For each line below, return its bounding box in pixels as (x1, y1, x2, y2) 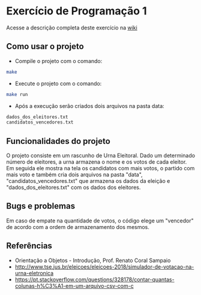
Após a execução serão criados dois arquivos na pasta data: (14, 102, 165, 109)
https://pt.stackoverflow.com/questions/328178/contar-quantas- (14, 276, 175, 283)
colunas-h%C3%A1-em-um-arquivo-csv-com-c (14, 282, 134, 289)
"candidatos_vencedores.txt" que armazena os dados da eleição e (6, 177, 170, 185)
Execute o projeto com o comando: (14, 80, 102, 87)
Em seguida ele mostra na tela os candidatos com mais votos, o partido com (6, 165, 195, 172)
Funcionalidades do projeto (6, 136, 111, 146)
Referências (6, 241, 53, 251)
